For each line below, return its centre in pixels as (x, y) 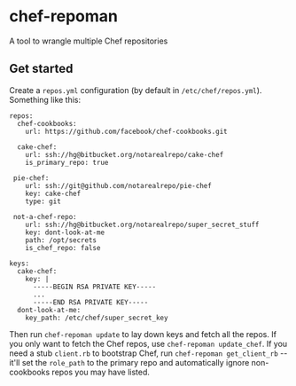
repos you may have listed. (101, 372)
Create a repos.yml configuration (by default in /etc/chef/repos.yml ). (136, 90)
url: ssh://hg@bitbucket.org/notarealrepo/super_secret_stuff (142, 225)
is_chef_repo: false (63, 248)
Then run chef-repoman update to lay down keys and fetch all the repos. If (143, 334)
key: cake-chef (53, 193)
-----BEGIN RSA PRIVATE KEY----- (94, 287)
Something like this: (45, 99)
